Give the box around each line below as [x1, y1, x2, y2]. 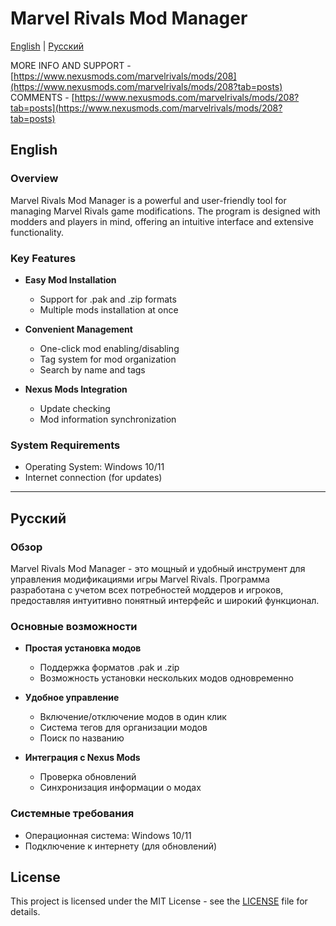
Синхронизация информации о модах [39, 782, 202, 794]
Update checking [39, 402, 111, 414]
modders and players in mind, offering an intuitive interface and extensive [10, 215, 314, 227]
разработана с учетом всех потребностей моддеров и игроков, [10, 583, 284, 596]
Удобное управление [24, 692, 120, 704]
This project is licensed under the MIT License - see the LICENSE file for [10, 895, 308, 907]
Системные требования [10, 807, 135, 821]
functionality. [10, 226, 65, 238]
